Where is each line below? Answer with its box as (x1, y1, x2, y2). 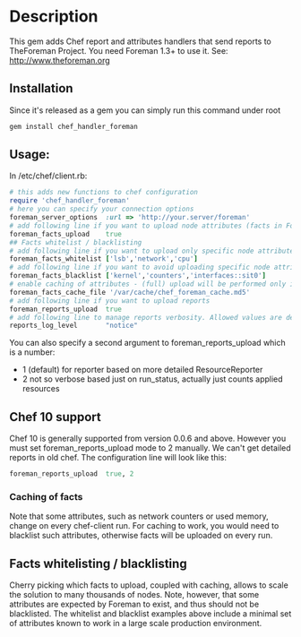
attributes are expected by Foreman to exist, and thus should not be (9, 598, 260, 610)
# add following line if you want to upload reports (9, 296, 211, 306)
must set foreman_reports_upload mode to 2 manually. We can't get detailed (9, 443, 291, 453)
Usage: (9, 147, 51, 162)
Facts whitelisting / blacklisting (9, 555, 187, 571)
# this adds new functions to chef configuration (9, 188, 199, 197)
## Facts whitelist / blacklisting (9, 237, 142, 247)
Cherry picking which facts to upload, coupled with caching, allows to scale (9, 580, 288, 590)
